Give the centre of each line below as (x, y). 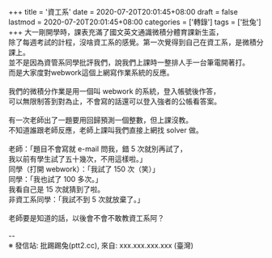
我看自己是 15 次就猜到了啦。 (57, 189)
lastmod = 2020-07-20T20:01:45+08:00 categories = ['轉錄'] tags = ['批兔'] (135, 22)
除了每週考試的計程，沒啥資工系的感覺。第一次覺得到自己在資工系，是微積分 (136, 42)
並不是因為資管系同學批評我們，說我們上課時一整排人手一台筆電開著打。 (129, 62)
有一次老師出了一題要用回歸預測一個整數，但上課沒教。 (100, 120)
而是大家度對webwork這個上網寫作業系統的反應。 (91, 72)
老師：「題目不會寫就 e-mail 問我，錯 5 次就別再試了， (98, 149)
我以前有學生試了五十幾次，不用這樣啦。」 (78, 159)
